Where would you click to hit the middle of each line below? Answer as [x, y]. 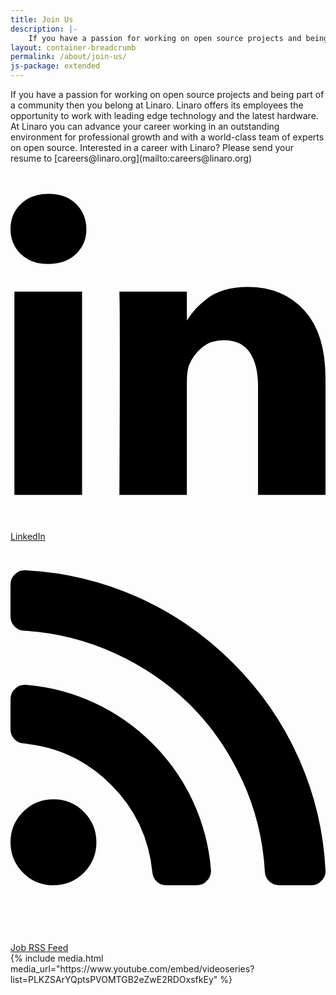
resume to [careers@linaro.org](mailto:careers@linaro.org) [131, 158]
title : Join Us [42, 19]
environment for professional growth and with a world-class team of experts [167, 137]
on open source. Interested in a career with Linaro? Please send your [152, 147]
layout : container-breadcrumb [73, 47]
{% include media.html [57, 958]
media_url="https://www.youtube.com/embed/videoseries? [132, 969]
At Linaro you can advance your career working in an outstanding [145, 126]
